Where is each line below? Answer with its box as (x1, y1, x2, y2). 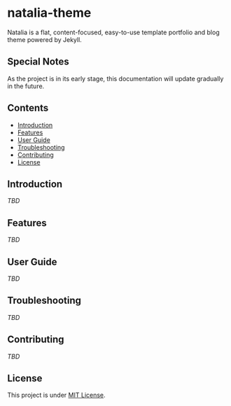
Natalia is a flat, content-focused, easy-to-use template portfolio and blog (7, 28, 220, 36)
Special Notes (7, 56, 70, 68)
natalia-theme (7, 5, 92, 21)
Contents (7, 102, 49, 114)
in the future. (7, 82, 45, 90)
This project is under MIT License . (7, 391, 106, 400)
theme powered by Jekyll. (7, 35, 82, 43)
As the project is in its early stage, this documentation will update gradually (7, 74, 224, 83)
